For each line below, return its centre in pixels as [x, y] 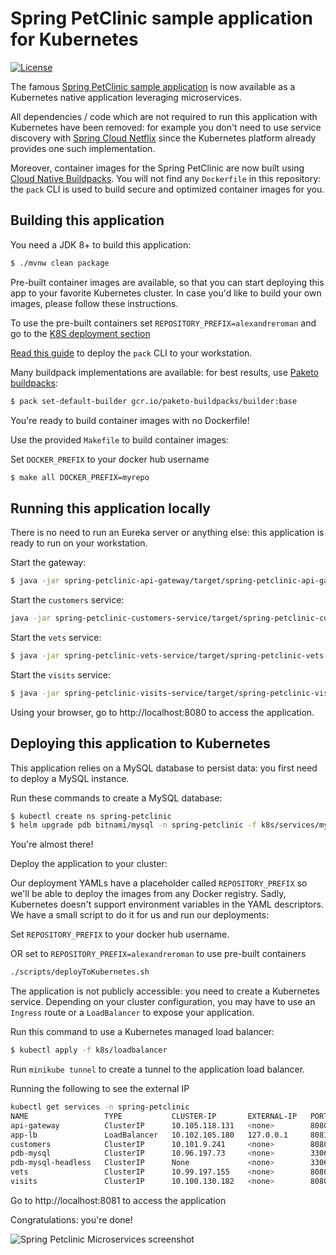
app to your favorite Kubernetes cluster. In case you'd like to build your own [166, 293]
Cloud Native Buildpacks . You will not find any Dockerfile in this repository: [166, 178]
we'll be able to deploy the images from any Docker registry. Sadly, [148, 894]
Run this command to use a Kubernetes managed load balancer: [142, 1032]
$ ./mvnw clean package [60, 263]
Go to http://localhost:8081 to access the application [118, 1200]
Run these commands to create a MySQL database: [116, 798]
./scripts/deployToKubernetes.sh [80, 972]
